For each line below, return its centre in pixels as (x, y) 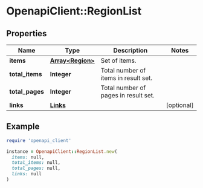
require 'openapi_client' (39, 140)
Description (130, 50)
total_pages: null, (36, 168)
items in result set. (127, 78)
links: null (27, 174)
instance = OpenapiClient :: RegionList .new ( (62, 151)
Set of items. (118, 60)
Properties (27, 34)
